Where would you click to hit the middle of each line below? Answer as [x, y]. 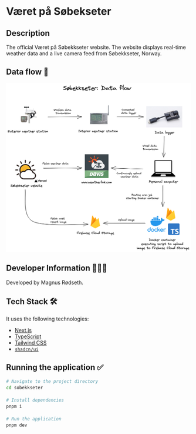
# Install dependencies [35, 400]
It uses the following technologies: [48, 319]
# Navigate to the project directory [52, 382]
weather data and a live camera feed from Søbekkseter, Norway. [84, 54]
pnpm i [14, 406]
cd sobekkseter [25, 388]
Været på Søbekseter [59, 11]
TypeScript [28, 336]
